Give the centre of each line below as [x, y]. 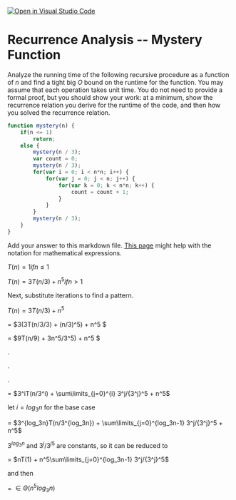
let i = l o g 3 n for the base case [51, 408]
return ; [44, 139]
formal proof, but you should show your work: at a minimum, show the [110, 97]
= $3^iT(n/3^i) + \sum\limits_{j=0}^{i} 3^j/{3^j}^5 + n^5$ [89, 394]
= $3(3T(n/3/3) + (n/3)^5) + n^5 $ [57, 325]
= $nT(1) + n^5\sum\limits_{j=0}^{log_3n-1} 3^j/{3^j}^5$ [88, 459]
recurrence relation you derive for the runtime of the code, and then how [114, 105]
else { [30, 146]
